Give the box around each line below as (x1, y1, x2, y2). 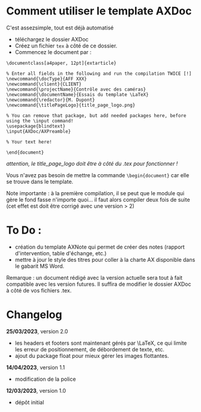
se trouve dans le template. (6, 178, 74, 185)
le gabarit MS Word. (14, 262, 65, 270)
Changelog (6, 308, 62, 322)
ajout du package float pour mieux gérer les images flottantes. (14, 352, 169, 359)
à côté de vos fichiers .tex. (6, 286, 72, 294)
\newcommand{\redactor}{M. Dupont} (6, 97, 95, 103)
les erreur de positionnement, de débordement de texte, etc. (14, 345, 165, 353)
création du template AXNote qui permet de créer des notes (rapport (14, 243, 185, 250)
